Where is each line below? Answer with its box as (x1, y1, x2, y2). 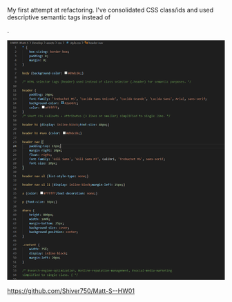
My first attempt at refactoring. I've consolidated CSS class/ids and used (7, 6, 214, 14)
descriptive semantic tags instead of (7, 13, 111, 21)
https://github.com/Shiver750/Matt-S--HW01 (7, 287, 135, 295)
